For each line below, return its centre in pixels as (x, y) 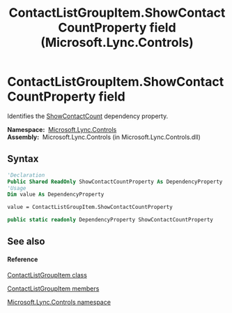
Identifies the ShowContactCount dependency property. (88, 116)
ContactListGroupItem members (53, 289)
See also (26, 241)
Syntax (23, 159)
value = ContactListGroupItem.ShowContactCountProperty (90, 208)
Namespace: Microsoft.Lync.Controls (62, 129)
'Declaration (26, 175)
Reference (23, 259)
